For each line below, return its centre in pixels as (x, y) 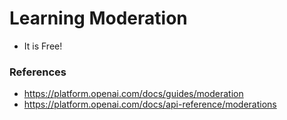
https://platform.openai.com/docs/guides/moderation (133, 94)
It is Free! (43, 46)
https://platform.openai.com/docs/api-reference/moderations (150, 104)
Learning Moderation (98, 18)
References (38, 72)
